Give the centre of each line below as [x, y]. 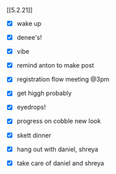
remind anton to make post [55, 65]
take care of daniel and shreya [60, 163]
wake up [29, 23]
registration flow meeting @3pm [63, 79]
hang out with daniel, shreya [57, 149]
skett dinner [34, 135]
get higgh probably [44, 93]
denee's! [29, 38]
